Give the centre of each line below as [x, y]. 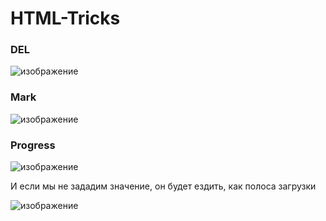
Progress [33, 145]
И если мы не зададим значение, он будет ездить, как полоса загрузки [163, 186]
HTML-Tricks [65, 18]
